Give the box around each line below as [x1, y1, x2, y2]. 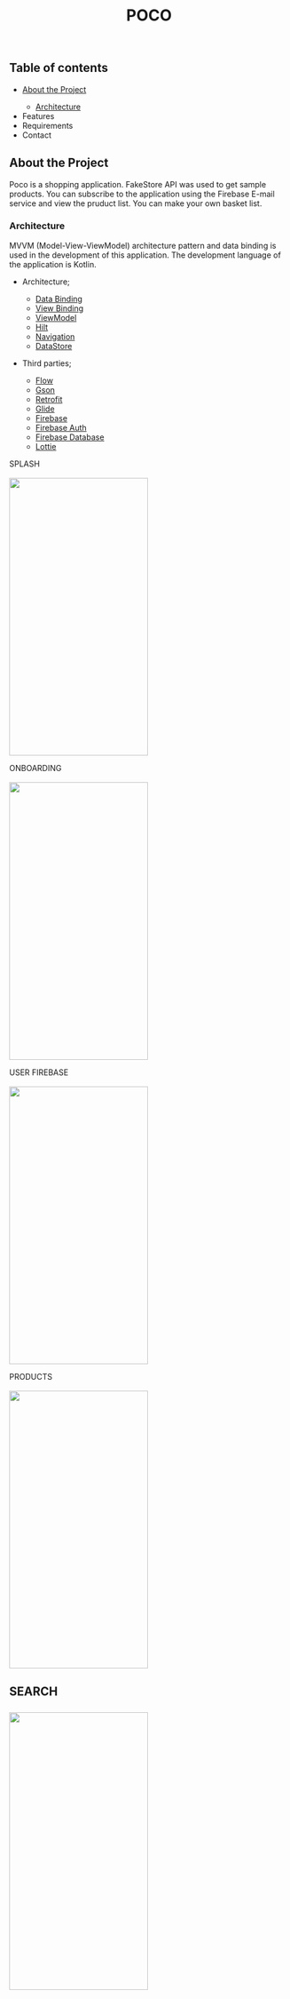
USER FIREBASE [9, 1067, 69, 1078]
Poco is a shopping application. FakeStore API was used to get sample [9, 179, 267, 189]
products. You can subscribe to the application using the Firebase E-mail [9, 188, 275, 199]
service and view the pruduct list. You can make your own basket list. [9, 197, 263, 209]
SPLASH [9, 458, 40, 469]
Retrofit [35, 394, 63, 404]
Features [21, 110, 55, 121]
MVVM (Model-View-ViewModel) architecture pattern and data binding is [9, 240, 277, 251]
